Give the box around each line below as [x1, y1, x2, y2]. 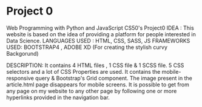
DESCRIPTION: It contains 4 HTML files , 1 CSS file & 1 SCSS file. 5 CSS [6, 62, 184, 69]
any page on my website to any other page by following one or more [6, 87, 177, 94]
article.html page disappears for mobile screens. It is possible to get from [6, 80, 189, 88]
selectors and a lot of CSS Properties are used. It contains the [6, 68, 161, 75]
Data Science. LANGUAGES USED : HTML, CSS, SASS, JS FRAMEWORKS [6, 37, 190, 44]
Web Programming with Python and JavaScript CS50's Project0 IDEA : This [6, 24, 194, 31]
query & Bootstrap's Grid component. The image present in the [35, 74, 192, 82]
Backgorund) [6, 50, 39, 57]
